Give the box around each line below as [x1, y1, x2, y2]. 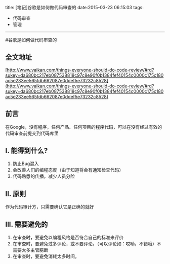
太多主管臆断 [21, 247, 49, 253]
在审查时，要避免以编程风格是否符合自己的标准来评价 [12, 234, 124, 241]
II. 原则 [5, 189, 26, 198]
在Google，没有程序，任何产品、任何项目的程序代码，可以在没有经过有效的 [5, 124, 162, 130]
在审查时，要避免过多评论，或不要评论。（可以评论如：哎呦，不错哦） [12, 241, 157, 247]
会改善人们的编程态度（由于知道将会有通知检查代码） [12, 167, 124, 173]
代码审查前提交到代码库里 [5, 130, 59, 136]
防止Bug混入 [12, 161, 39, 167]
